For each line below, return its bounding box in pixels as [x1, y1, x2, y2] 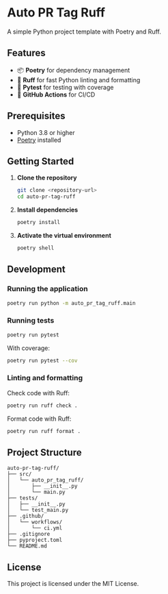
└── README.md [7, 543, 48, 549]
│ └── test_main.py [7, 507, 69, 514]
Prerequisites [7, 110, 66, 122]
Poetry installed [16, 136, 61, 144]
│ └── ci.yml [7, 525, 63, 532]
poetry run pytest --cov [7, 357, 78, 364]
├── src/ [7, 471, 32, 478]
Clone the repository [16, 173, 77, 182]
